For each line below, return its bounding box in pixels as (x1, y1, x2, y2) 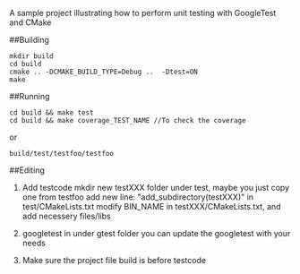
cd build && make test (9, 108, 94, 117)
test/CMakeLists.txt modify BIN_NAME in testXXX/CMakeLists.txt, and (21, 201, 281, 211)
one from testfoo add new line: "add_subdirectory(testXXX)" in (21, 192, 253, 202)
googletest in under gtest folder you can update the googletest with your (21, 228, 291, 238)
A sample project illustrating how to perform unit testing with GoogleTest (9, 8, 277, 18)
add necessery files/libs (21, 210, 111, 221)
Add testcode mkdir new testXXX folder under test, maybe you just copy (21, 183, 289, 193)
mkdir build (9, 52, 54, 61)
